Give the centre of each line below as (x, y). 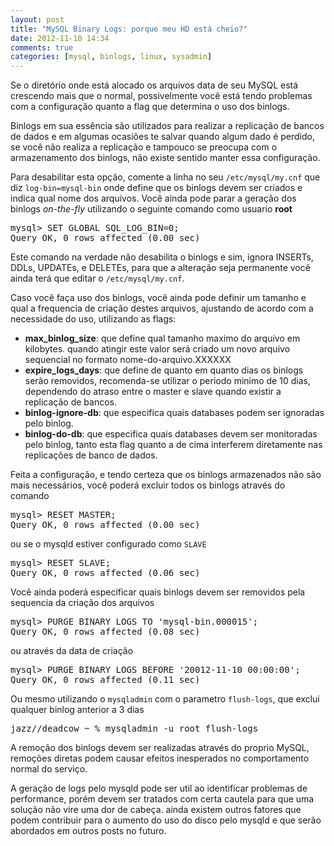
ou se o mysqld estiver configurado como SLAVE (108, 544)
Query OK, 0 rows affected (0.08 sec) (105, 632)
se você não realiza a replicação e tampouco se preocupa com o (144, 147)
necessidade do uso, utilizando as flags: (93, 319)
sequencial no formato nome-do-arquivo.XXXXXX (128, 360)
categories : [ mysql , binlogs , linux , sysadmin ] (111, 57)
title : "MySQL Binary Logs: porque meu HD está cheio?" (129, 29)
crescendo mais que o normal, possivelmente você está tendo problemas (161, 96)
